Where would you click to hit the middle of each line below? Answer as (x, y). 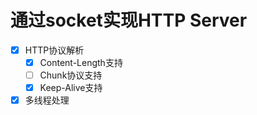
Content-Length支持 (81, 62)
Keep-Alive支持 (71, 88)
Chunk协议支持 (71, 75)
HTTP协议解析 (54, 50)
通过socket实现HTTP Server (129, 20)
